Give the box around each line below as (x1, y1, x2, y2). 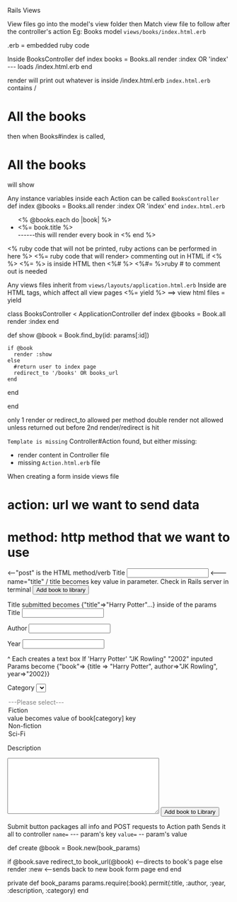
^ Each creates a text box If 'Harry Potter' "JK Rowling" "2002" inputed (7, 655, 214, 663)
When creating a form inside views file (7, 472, 120, 480)
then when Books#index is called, (7, 131, 106, 141)
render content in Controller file (17, 450, 110, 459)
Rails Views (7, 6, 41, 14)
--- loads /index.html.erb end (7, 63, 93, 70)
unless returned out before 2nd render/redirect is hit (7, 423, 159, 432)
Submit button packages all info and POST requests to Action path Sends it (7, 822, 226, 830)
